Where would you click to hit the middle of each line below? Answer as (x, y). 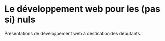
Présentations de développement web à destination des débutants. (73, 33)
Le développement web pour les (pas (82, 9)
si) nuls (20, 20)
